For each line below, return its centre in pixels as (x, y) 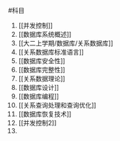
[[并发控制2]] (37, 123)
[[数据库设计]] (39, 88)
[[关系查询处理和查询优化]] (57, 105)
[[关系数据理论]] (42, 79)
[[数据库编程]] (39, 96)
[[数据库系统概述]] (45, 34)
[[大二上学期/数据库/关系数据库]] (66, 43)
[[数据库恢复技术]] (45, 114)
